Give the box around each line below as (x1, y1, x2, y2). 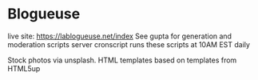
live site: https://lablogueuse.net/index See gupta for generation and (7, 31, 232, 41)
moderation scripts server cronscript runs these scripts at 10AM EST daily (7, 39, 251, 49)
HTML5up (7, 63, 41, 73)
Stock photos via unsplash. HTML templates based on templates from (7, 55, 237, 65)
